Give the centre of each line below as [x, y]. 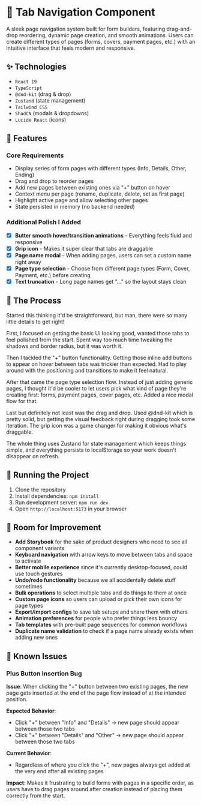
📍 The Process [34, 301]
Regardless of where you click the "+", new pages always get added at [102, 765]
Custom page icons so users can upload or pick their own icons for [99, 599]
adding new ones [36, 638]
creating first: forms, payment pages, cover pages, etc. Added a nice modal [100, 395]
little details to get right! [35, 322]
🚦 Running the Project [47, 475]
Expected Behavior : [31, 711]
